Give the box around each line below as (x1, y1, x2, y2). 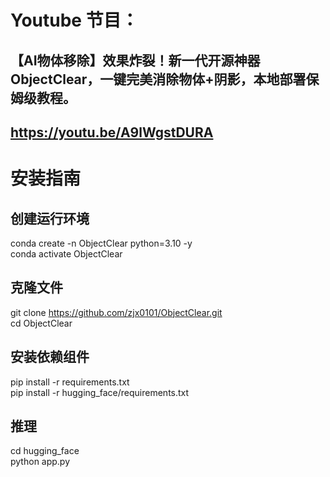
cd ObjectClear (10, 317, 73, 329)
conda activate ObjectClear (10, 247, 123, 260)
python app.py (10, 456, 71, 468)
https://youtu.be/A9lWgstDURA (10, 124, 214, 141)
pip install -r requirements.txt (10, 376, 130, 388)
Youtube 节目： (10, 9, 139, 32)
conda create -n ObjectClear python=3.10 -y (10, 237, 193, 249)
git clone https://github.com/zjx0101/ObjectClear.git (10, 306, 223, 318)
